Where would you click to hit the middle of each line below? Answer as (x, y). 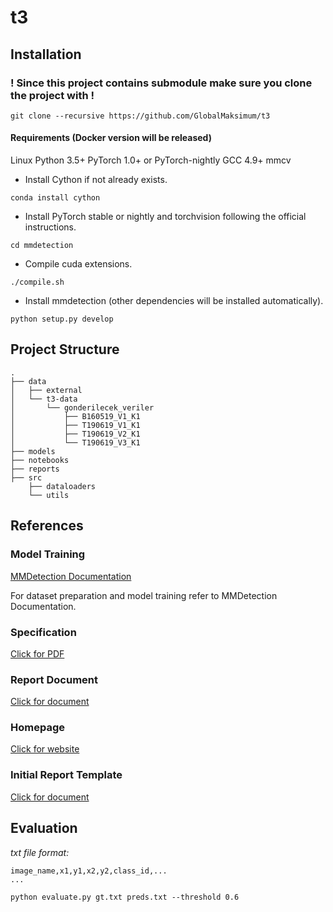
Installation (46, 54)
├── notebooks (40, 460)
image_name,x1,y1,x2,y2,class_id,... (89, 871)
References (47, 526)
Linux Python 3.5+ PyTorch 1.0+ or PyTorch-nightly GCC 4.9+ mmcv (151, 160)
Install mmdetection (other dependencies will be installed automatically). (174, 301)
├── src (26, 477)
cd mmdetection (42, 246)
